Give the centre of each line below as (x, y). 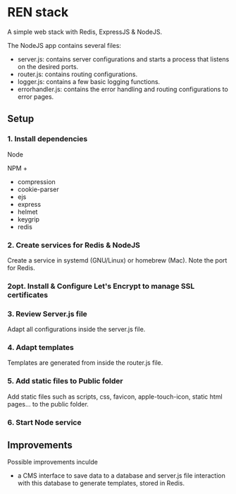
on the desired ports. (48, 66)
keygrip (29, 219)
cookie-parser (38, 189)
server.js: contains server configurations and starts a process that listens (123, 59)
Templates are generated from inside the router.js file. (85, 363)
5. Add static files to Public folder (65, 381)
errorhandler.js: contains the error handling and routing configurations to (123, 89)
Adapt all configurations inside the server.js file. (76, 330)
